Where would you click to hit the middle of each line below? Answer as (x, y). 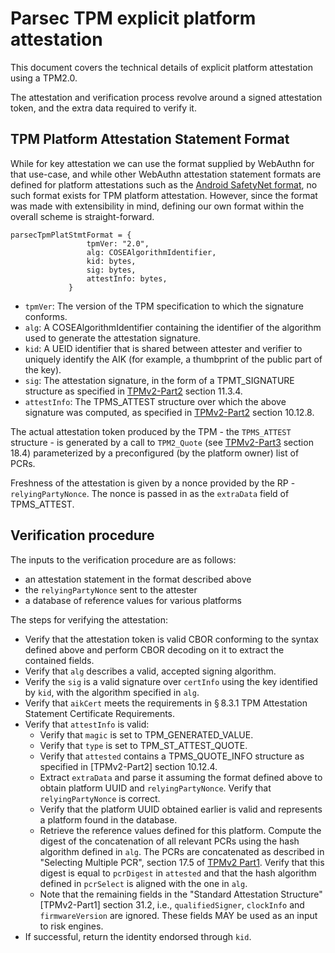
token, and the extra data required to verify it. (103, 108)
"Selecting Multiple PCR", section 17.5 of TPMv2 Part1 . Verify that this (182, 862)
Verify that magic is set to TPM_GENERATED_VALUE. (146, 734)
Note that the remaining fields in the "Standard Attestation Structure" (181, 894)
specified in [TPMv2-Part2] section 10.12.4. (128, 766)
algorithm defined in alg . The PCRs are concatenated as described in (182, 851)
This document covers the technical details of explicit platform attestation (161, 67)
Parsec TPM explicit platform (133, 18)
